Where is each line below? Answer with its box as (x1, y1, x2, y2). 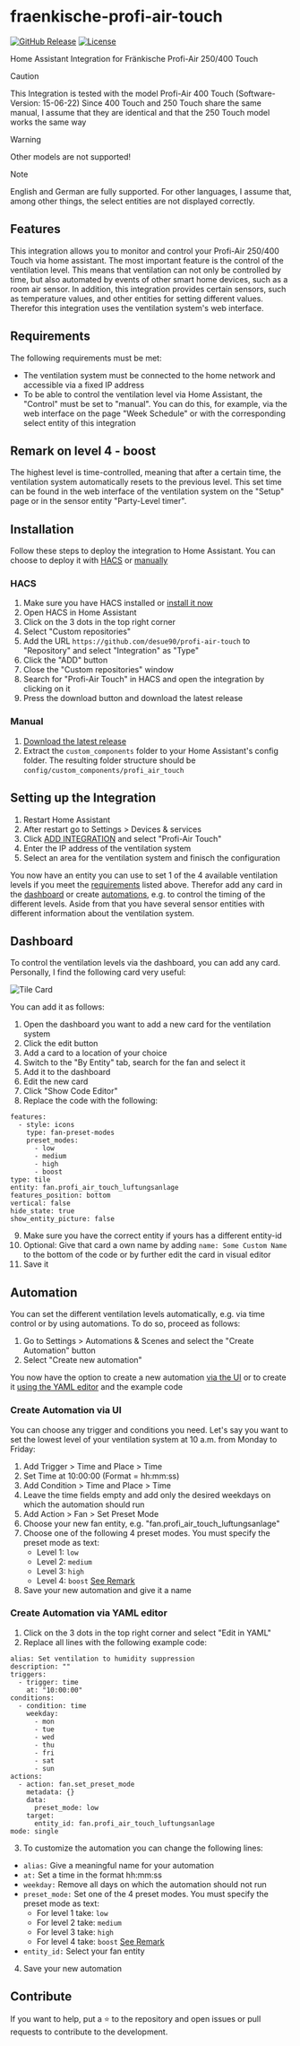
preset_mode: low (33, 1803, 99, 1812)
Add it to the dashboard (22, 1067, 111, 1078)
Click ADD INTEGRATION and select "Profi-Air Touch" (22, 833, 222, 844)
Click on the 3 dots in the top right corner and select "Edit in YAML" (22, 1627, 272, 1638)
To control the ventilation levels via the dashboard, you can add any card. (10, 958, 281, 968)
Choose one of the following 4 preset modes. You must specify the (22, 1527, 271, 1539)
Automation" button (22, 1345, 97, 1356)
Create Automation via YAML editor (10, 1607, 168, 1619)
